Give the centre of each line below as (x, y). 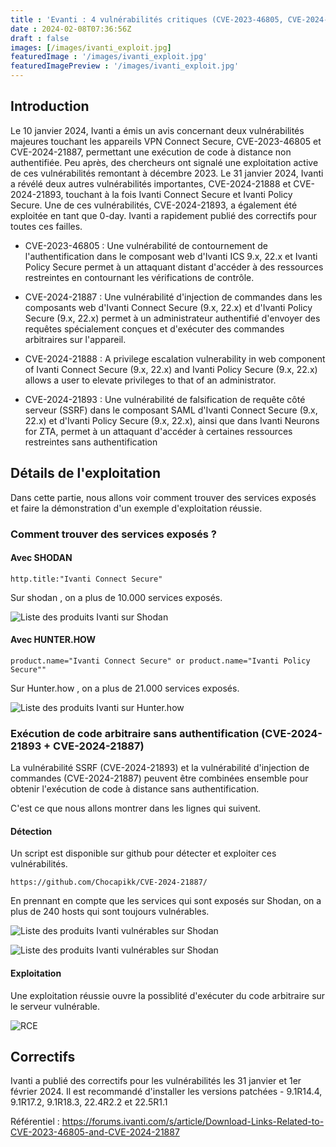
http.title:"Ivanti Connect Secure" (86, 579)
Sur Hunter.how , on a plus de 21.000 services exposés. (125, 688)
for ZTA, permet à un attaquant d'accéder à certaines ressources (158, 431)
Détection (31, 831)
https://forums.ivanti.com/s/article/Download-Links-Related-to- (193, 1122)
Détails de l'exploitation (85, 473)
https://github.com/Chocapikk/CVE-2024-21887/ (109, 882)
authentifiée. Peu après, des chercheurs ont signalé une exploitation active (164, 162)
